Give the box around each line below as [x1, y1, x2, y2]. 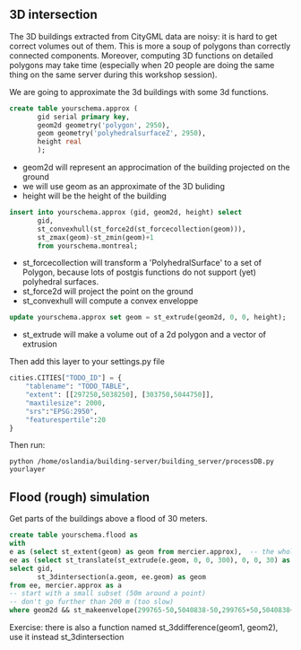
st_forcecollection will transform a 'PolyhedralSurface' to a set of [21, 258, 262, 268]
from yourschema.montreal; [37, 242, 139, 250]
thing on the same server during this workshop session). [9, 69, 218, 80]
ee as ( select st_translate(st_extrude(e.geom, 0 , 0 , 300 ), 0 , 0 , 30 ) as [9, 556, 291, 565]
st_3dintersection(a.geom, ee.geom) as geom [37, 572, 206, 582]
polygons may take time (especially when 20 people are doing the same [9, 59, 275, 70]
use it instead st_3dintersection [9, 632, 125, 642]
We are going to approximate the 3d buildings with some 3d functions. [9, 86, 269, 97]
